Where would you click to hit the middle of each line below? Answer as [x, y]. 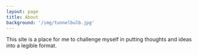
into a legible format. [32, 46]
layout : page [22, 12]
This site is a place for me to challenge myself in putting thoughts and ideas [99, 40]
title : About [22, 17]
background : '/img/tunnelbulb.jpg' [50, 22]
